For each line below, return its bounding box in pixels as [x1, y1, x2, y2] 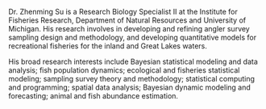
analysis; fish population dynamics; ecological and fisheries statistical [8, 65, 240, 75]
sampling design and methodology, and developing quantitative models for [8, 32, 256, 42]
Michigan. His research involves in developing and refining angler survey [8, 24, 250, 33]
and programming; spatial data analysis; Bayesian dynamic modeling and [8, 82, 251, 92]
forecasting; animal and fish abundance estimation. [8, 91, 179, 100]
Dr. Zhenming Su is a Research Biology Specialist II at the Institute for [8, 7, 238, 16]
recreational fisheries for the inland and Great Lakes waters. [8, 41, 207, 51]
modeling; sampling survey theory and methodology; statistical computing [8, 74, 256, 83]
